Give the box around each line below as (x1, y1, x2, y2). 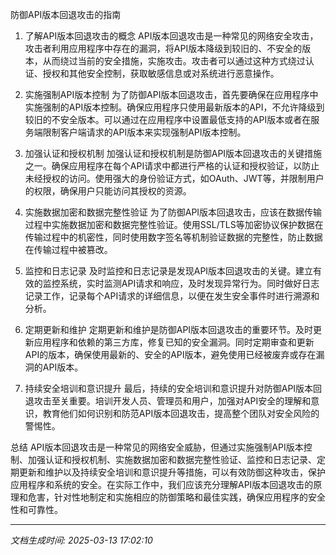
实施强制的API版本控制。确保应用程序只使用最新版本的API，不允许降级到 (24, 101, 325, 113)
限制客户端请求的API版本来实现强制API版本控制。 (42, 126, 247, 138)
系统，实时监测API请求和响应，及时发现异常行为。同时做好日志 (59, 278, 320, 289)
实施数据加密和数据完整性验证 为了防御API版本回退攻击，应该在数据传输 (24, 206, 323, 218)
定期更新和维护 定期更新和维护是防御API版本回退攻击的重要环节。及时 (24, 324, 314, 335)
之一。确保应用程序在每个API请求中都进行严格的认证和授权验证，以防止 (24, 160, 320, 172)
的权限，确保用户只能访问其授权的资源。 (24, 185, 192, 197)
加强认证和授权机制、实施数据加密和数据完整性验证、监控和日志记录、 (27, 454, 317, 465)
